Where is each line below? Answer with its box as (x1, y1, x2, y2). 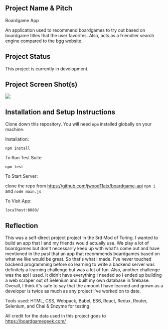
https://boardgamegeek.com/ (5, 318, 66, 324)
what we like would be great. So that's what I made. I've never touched (5, 256, 152, 262)
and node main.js (5, 188, 42, 194)
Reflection (5, 221, 39, 230)
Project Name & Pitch (5, 4, 73, 13)
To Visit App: (5, 198, 32, 204)
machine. (5, 127, 25, 133)
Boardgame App (5, 17, 39, 23)
